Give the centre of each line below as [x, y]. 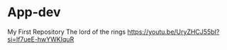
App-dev [34, 12]
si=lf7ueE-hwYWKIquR [41, 39]
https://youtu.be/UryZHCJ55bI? [173, 32]
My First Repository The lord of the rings [67, 32]
